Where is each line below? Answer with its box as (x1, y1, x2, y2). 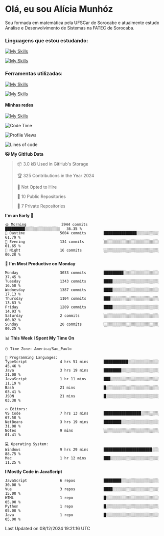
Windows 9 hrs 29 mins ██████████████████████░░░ (5, 447, 159, 452)
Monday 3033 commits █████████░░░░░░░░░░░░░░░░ (5, 270, 159, 275)
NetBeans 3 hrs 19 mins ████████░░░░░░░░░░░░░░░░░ (5, 419, 159, 424)
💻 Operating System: (5, 441, 49, 447)
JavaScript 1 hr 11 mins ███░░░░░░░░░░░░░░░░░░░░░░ (5, 376, 159, 381)
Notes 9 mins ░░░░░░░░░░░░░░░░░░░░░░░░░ (5, 428, 159, 433)
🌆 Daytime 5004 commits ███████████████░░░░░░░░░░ (5, 230, 159, 235)
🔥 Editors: (5, 406, 28, 411)
